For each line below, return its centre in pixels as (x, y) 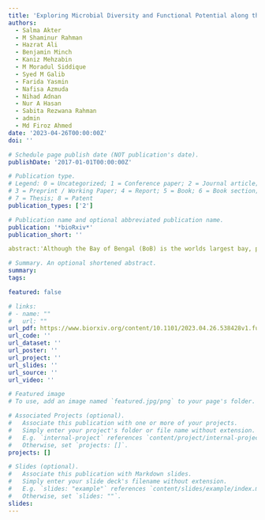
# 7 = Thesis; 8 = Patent (50, 198)
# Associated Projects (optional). (67, 416)
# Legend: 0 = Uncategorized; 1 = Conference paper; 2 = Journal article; (134, 184)
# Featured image (37, 394)
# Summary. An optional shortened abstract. (82, 263)
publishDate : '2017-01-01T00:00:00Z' (70, 162)
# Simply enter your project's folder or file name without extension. (132, 430)
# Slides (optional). (44, 467)
